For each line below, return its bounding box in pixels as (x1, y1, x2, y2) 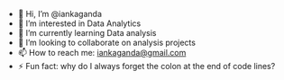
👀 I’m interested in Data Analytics (17, 18, 142, 29)
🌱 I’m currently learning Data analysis (17, 28, 157, 38)
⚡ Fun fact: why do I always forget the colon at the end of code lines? (17, 61, 276, 71)
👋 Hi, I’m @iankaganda (17, 9, 102, 19)
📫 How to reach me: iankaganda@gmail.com (17, 48, 187, 58)
